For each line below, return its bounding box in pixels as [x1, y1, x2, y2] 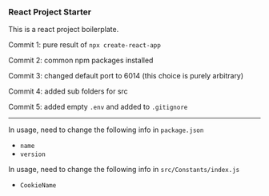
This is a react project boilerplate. [8, 25, 119, 34]
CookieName [19, 182, 57, 190]
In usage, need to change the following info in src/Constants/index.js [8, 165, 240, 174]
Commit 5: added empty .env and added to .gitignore [8, 102, 188, 112]
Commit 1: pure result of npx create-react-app [8, 40, 162, 50]
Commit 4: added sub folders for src [8, 86, 128, 96]
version [19, 150, 46, 158]
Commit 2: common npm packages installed [8, 55, 154, 66]
